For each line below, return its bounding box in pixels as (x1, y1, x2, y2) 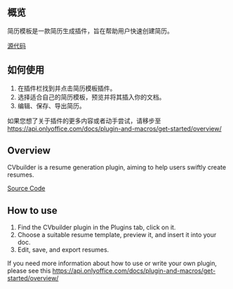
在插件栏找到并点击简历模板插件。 (17, 83, 116, 93)
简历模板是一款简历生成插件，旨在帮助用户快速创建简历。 (7, 27, 173, 35)
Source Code (7, 184, 46, 193)
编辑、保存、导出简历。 (17, 101, 86, 110)
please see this (7, 267, 51, 275)
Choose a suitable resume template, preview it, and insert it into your (17, 231, 217, 239)
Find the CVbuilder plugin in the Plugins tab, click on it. (17, 223, 176, 231)
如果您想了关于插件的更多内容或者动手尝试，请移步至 (7, 116, 161, 125)
